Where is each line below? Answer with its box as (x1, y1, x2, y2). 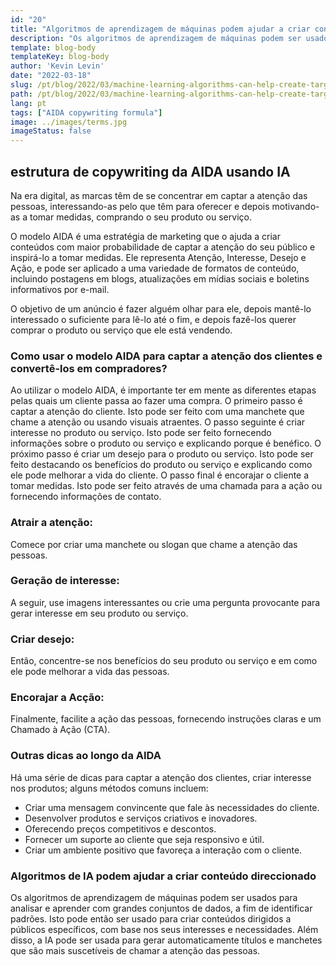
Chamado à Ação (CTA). (10, 724, 111, 736)
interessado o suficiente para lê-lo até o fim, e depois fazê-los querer (10, 313, 297, 325)
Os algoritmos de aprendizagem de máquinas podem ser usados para (10, 892, 298, 904)
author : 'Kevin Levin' (10, 61, 105, 71)
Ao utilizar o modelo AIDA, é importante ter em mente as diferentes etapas (10, 384, 317, 396)
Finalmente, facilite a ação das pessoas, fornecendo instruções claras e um (10, 713, 322, 725)
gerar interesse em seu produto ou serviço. (10, 607, 189, 619)
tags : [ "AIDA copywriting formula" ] (10, 107, 163, 118)
